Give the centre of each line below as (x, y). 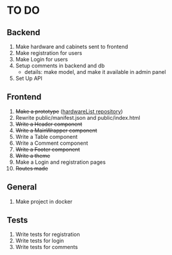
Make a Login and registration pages (61, 162)
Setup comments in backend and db (60, 66)
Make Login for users (42, 59)
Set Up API (29, 78)
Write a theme (33, 156)
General (22, 187)
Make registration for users (49, 53)
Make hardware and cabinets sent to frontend (72, 46)
